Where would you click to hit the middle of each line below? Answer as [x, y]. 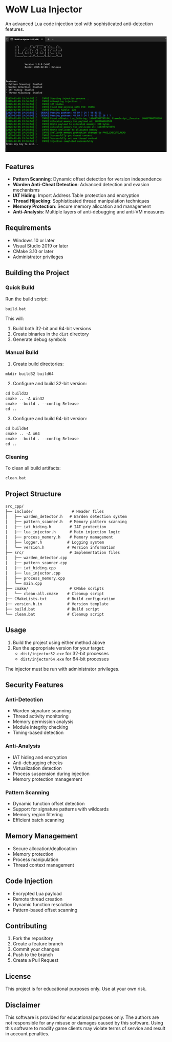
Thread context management [43, 865]
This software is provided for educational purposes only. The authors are [82, 1017]
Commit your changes [36, 949]
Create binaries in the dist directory [51, 334]
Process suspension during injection [51, 774]
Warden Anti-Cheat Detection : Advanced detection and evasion [81, 185]
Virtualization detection [37, 768]
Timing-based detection [38, 733]
